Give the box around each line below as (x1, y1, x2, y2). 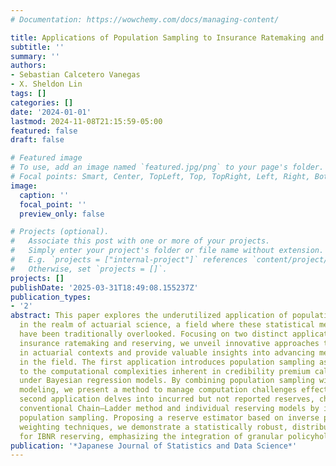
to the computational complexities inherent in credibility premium (19, 366, 311, 376)
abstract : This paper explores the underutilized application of (10, 311, 288, 321)
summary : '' (10, 51, 60, 61)
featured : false (10, 126, 78, 136)
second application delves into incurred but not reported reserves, (19, 394, 315, 405)
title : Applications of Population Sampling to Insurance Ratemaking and (10, 32, 325, 43)
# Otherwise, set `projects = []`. (10, 264, 168, 274)
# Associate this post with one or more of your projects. (10, 236, 271, 246)
